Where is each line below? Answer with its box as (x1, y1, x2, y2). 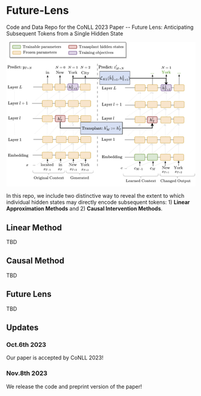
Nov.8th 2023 (6, 369, 48, 377)
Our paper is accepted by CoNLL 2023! (6, 354, 104, 361)
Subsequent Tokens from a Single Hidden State (6, 29, 124, 37)
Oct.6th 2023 (6, 340, 47, 349)
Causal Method (6, 256, 65, 266)
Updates (6, 323, 39, 333)
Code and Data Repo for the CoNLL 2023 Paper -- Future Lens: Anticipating (6, 23, 194, 31)
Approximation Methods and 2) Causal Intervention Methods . (6, 205, 163, 212)
